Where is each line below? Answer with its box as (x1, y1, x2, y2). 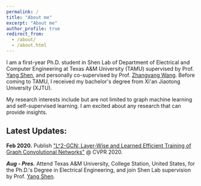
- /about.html (11, 43, 47, 49)
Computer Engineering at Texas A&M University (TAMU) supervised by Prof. (6, 65, 194, 72)
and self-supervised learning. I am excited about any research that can (6, 102, 181, 109)
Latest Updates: (6, 126, 67, 136)
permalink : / (6, 8, 39, 15)
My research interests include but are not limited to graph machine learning (6, 95, 193, 103)
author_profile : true (6, 25, 61, 32)
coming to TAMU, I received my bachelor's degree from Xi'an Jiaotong (6, 77, 181, 85)
